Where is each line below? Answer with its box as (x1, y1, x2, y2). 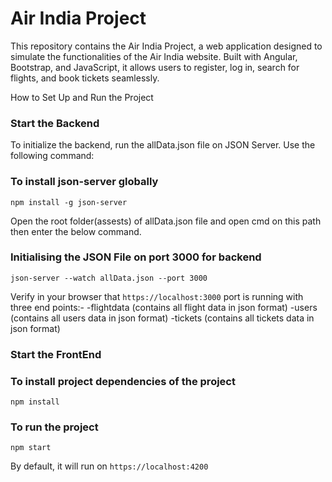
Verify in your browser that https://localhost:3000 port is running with (10, 290, 304, 302)
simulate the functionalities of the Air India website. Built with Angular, (10, 50, 298, 62)
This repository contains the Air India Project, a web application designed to (10, 40, 323, 52)
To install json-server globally (10, 175, 159, 189)
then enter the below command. (10, 225, 142, 237)
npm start (10, 443, 52, 453)
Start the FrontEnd (10, 347, 102, 361)
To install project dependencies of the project (10, 374, 236, 388)
